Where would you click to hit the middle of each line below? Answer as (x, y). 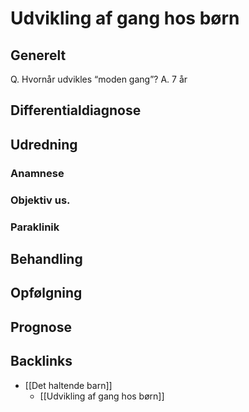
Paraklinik (35, 227)
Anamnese (37, 173)
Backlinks (41, 361)
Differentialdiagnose (76, 110)
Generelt (38, 55)
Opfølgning (46, 293)
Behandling (46, 258)
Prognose (41, 327)
